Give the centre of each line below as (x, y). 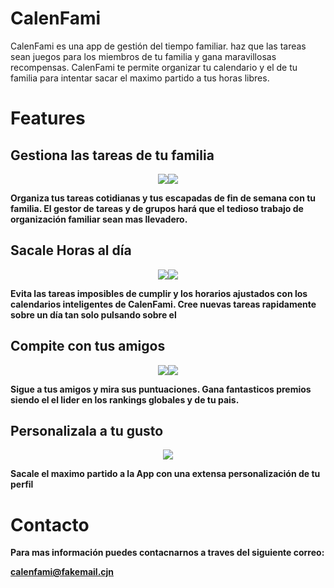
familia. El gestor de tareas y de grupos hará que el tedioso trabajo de (157, 208)
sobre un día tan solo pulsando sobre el (93, 314)
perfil (22, 484)
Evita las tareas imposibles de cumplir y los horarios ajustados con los (159, 293)
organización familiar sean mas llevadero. (99, 219)
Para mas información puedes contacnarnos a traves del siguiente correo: (167, 553)
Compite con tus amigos (88, 346)
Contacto (50, 524)
